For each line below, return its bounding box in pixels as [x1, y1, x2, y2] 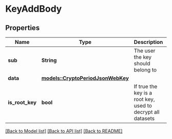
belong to [134, 66, 157, 73]
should [134, 60, 150, 67]
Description [134, 39, 163, 45]
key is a [134, 89, 153, 96]
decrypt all [134, 108, 160, 115]
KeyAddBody [5, 3, 62, 15]
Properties [5, 24, 40, 32]
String [41, 57, 57, 64]
